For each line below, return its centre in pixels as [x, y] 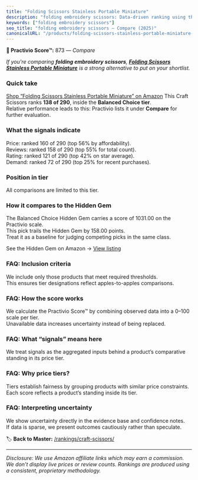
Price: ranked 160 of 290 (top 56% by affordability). [69, 143]
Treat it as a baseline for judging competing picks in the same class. [88, 237]
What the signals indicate [43, 130]
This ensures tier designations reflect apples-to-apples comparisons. [90, 283]
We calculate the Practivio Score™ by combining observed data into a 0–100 [98, 311]
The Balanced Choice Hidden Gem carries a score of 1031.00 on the [88, 218]
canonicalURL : [24, 34]
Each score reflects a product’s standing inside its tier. [72, 393]
